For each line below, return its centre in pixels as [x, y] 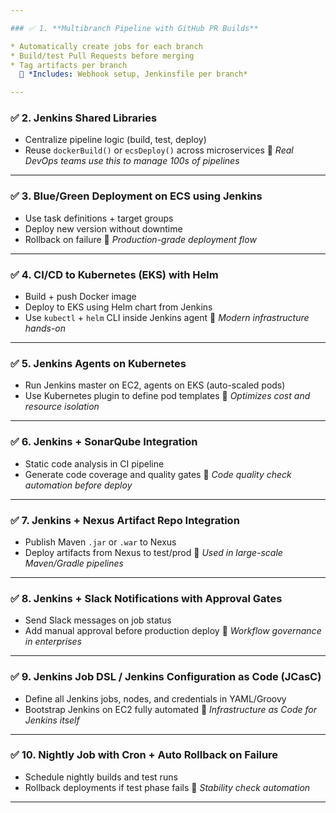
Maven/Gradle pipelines [74, 563]
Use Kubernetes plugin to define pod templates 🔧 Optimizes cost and [167, 396]
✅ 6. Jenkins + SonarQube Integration [104, 442]
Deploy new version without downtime [103, 228]
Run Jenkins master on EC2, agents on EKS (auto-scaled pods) [155, 385]
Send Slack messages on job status [98, 620]
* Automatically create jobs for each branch [106, 46]
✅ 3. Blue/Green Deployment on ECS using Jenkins [136, 196]
